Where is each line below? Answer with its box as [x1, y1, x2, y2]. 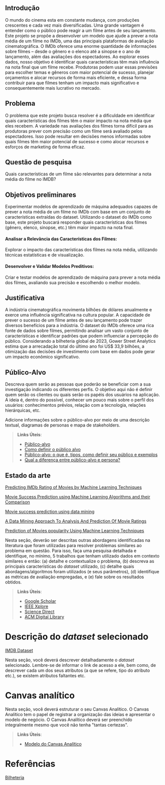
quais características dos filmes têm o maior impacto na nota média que [5, 118, 152, 124]
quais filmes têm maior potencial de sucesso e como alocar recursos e [5, 138, 149, 144]
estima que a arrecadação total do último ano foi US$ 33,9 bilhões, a [5, 343, 144, 349]
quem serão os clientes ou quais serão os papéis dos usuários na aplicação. [5, 392, 160, 398]
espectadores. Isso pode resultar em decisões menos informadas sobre [5, 133, 151, 139]
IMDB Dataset [5, 648, 33, 654]
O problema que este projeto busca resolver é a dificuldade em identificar [5, 112, 155, 118]
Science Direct [24, 609, 55, 615]
